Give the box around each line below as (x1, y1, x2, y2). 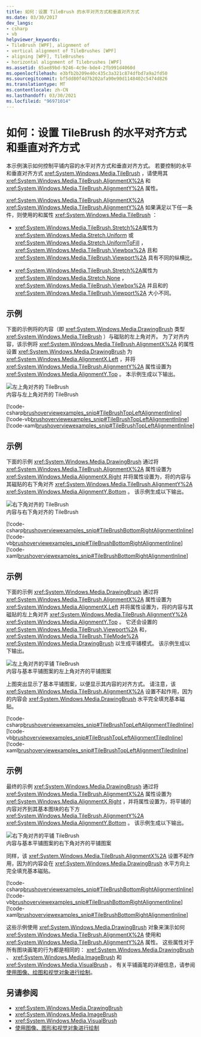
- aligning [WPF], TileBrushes (6, 53, 85, 59)
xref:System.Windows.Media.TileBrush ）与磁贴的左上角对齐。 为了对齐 (6, 333, 184, 340)
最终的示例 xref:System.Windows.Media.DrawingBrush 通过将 (6, 782, 159, 790)
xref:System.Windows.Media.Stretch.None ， (14, 274, 127, 281)
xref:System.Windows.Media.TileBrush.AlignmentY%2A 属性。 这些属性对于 (6, 938, 194, 946)
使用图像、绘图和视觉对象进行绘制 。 (6, 969, 96, 976)
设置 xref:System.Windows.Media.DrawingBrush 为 (6, 348, 133, 355)
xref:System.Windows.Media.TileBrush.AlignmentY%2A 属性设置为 (6, 363, 172, 370)
